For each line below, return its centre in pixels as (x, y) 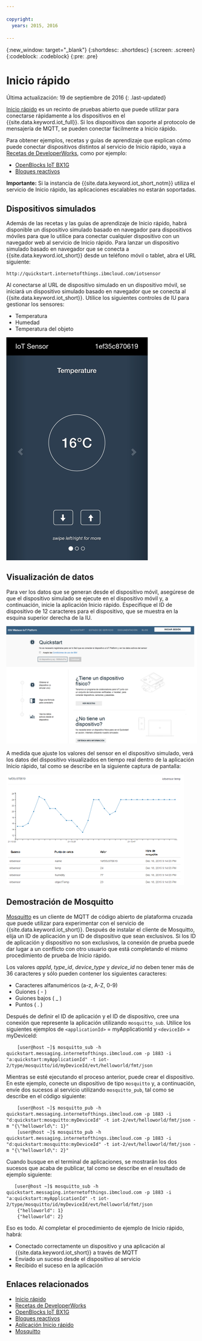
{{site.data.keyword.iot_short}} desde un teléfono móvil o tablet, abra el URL (101, 255)
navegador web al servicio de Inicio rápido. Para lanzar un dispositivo (93, 243)
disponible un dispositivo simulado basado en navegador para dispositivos (99, 230)
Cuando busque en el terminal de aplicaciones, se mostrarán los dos (92, 1161)
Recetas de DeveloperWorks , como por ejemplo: (67, 153)
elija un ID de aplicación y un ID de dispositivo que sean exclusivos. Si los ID (101, 936)
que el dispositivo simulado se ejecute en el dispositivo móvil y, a (87, 598)
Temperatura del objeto (44, 329)
